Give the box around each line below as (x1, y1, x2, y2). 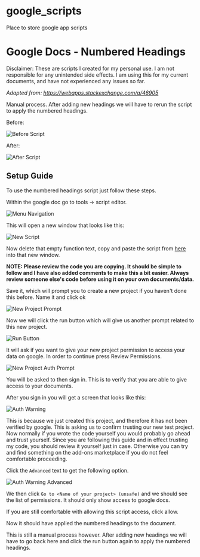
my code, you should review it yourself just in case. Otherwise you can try (6, 442, 188, 450)
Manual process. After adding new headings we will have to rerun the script (6, 101, 192, 108)
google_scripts (6, 4, 82, 18)
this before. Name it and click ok (6, 293, 86, 301)
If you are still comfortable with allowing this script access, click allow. (6, 508, 179, 515)
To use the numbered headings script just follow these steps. (6, 187, 156, 194)
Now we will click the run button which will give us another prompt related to (6, 316, 195, 324)
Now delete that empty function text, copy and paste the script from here (6, 244, 186, 252)
